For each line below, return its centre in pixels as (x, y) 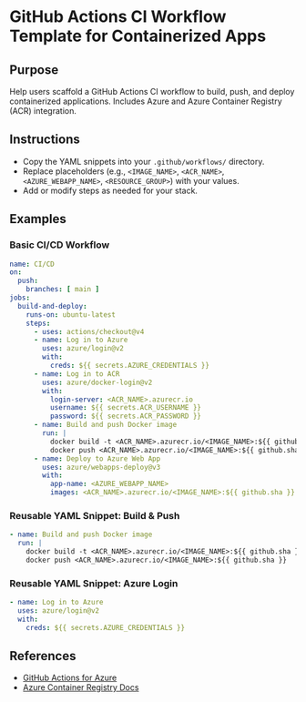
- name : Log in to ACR (76, 374)
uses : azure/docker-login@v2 (97, 382)
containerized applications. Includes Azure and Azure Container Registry (146, 101)
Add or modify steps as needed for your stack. (110, 190)
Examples (38, 219)
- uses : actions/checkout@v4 (89, 331)
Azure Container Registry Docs (81, 687)
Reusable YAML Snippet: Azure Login (94, 583)
